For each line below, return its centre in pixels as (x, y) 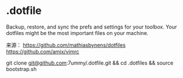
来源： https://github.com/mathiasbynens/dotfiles (66, 45)
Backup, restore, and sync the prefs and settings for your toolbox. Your (91, 27)
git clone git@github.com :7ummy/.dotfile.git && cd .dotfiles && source (90, 63)
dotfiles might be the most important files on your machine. (77, 33)
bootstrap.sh (21, 69)
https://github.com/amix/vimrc (43, 51)
